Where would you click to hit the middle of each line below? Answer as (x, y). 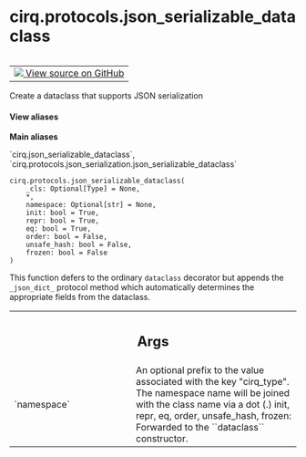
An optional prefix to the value (200, 369)
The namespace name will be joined (213, 392)
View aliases (34, 117)
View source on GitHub (75, 73)
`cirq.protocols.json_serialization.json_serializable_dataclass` (123, 164)
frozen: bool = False (66, 253)
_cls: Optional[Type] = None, (83, 189)
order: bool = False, (66, 237)
